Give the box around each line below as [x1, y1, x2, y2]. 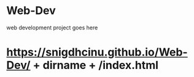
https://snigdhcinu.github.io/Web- [6, 45, 188, 59]
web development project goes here [6, 24, 98, 31]
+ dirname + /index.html [33, 59, 158, 72]
